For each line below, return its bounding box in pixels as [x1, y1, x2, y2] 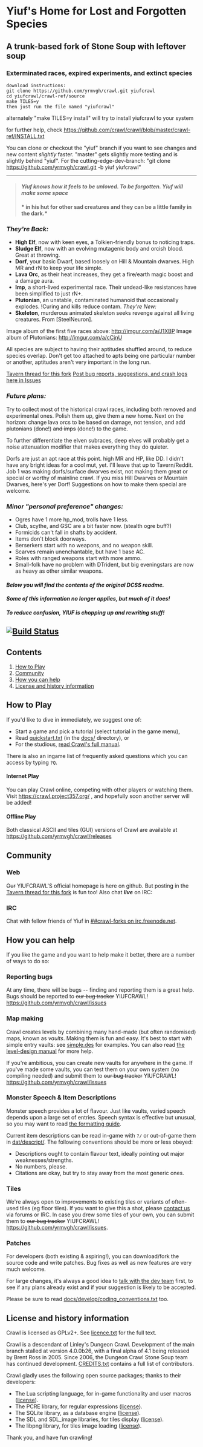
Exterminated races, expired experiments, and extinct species [6, 68, 193, 77]
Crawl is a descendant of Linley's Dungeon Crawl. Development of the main [6, 1341, 195, 1348]
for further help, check [6, 126, 63, 133]
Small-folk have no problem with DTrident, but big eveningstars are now [14, 561, 195, 568]
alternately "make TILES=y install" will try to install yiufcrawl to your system [6, 114, 194, 122]
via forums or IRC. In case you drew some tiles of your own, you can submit [6, 1211, 195, 1218]
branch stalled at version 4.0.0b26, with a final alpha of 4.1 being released [6, 1347, 190, 1354]
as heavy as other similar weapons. [14, 567, 103, 575]
